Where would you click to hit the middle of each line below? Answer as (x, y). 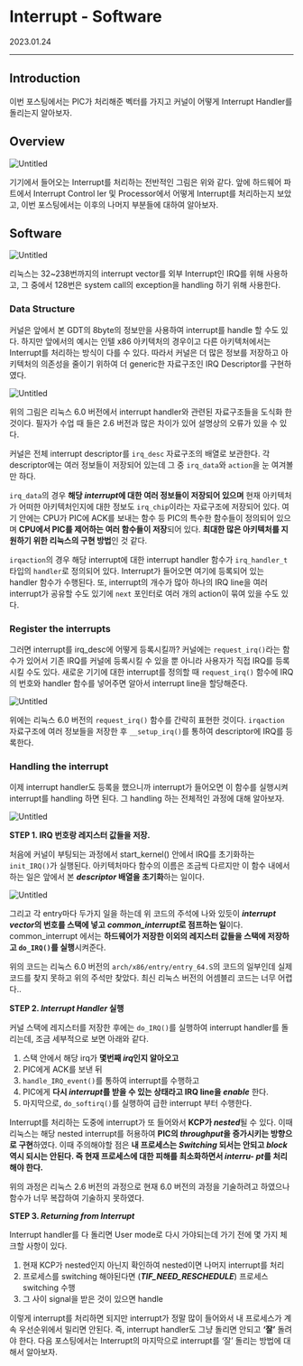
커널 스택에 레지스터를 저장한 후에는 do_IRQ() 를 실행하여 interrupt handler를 (144, 1027)
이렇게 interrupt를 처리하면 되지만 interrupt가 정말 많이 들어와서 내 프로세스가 (146, 1318)
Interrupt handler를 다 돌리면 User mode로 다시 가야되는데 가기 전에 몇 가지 (144, 1235)
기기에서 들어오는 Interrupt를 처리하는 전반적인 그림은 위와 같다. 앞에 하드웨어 (146, 181)
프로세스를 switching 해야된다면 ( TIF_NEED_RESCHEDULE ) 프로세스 (145, 1277)
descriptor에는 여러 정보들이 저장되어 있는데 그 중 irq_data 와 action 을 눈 (139, 465)
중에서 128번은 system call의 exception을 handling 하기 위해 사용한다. (156, 285)
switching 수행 (49, 1287)
